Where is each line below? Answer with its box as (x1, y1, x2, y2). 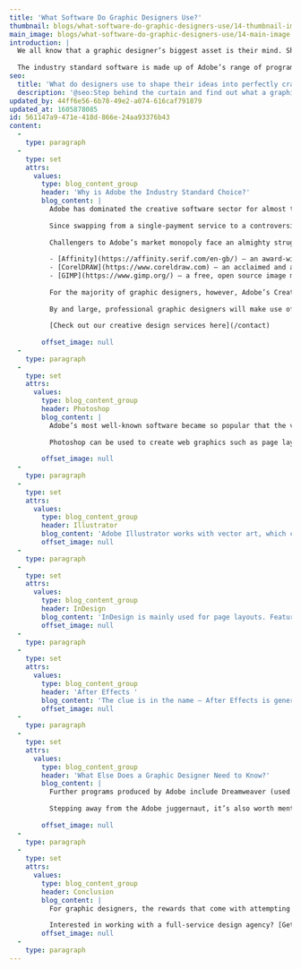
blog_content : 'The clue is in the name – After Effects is (41, 696, 271, 705)
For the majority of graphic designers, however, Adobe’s (48, 287, 271, 296)
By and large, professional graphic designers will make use (48, 304, 282, 313)
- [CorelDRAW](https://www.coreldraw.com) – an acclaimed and (48, 263, 287, 272)
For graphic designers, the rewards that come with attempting (48, 904, 291, 913)
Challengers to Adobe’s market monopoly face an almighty (48, 238, 271, 247)
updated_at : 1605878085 (9, 105, 99, 114)
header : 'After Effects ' (41, 687, 139, 697)
